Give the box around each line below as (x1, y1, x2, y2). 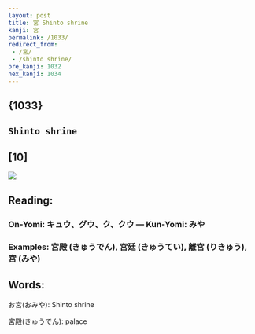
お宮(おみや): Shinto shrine (8, 300, 94, 310)
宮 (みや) (8, 253, 41, 264)
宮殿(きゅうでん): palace (8, 317, 88, 326)
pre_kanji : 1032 (8, 63, 61, 71)
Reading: (8, 193, 54, 207)
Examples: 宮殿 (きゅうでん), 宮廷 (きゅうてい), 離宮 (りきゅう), (8, 241, 248, 252)
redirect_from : (8, 41, 58, 49)
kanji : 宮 (8, 26, 39, 34)
